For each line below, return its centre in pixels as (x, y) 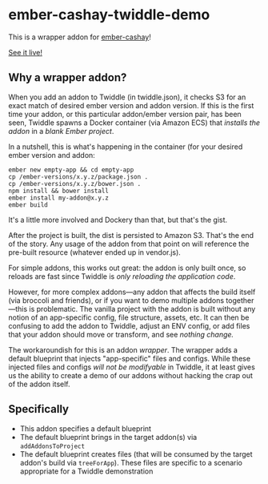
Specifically (39, 409)
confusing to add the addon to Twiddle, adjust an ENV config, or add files (129, 325)
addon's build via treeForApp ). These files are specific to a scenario (131, 462)
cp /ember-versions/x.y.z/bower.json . (75, 184)
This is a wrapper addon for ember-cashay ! (80, 37)
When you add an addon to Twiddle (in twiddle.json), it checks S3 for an (127, 97)
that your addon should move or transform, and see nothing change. (121, 334)
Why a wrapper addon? (68, 78)
